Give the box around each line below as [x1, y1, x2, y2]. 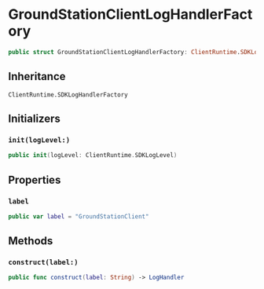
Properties [8, 173, 61, 186]
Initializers [8, 112, 61, 126]
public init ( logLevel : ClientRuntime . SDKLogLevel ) [8, 152, 178, 159]
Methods [8, 234, 53, 248]
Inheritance [8, 70, 66, 83]
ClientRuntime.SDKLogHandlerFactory [8, 90, 128, 99]
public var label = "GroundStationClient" [8, 212, 149, 221]
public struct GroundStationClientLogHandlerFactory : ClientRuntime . [8, 48, 241, 56]
